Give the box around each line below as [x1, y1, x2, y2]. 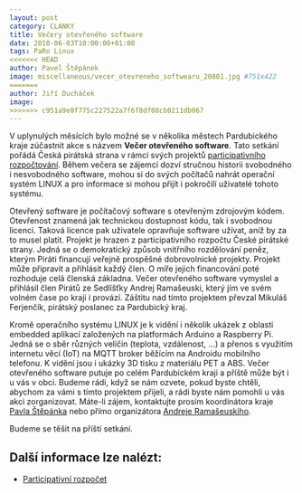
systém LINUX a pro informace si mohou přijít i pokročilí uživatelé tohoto [9, 178, 278, 190]
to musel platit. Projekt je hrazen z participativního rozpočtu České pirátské [9, 234, 289, 245]
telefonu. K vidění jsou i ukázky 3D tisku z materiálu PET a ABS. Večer [9, 358, 269, 369]
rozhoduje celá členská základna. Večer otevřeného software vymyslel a [9, 273, 279, 284]
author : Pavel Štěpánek [9, 64, 99, 73]
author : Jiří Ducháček [9, 89, 95, 98]
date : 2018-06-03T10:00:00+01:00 [9, 38, 136, 48]
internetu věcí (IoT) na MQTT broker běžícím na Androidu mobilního [9, 348, 260, 359]
